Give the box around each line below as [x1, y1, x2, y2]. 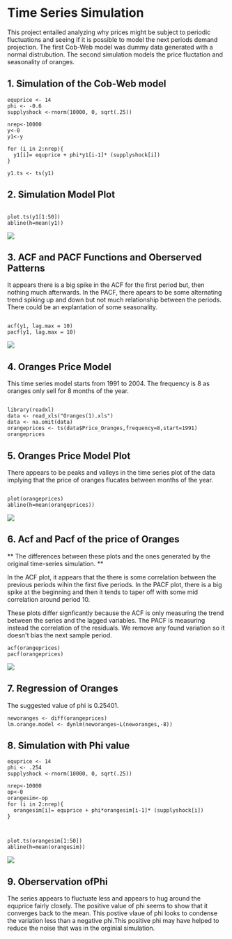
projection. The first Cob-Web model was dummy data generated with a [7, 43, 214, 51]
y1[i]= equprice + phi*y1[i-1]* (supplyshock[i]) [13, 151, 160, 158]
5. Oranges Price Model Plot [7, 450, 131, 461]
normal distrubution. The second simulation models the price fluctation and [7, 50, 224, 59]
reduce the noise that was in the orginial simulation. [7, 924, 155, 933]
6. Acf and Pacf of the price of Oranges [7, 533, 180, 545]
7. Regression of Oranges [7, 683, 118, 695]
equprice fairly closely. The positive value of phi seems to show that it [7, 902, 208, 910]
